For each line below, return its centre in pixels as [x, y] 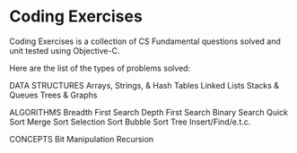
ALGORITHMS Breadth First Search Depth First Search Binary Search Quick [149, 112]
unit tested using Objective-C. [65, 50]
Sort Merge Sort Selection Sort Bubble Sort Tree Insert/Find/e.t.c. [130, 122]
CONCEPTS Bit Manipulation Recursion [82, 139]
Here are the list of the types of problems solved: [100, 68]
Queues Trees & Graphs [53, 95]
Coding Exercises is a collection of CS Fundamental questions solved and [145, 41]
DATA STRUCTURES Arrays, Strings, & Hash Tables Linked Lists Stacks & [144, 85]
